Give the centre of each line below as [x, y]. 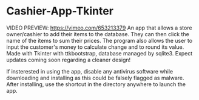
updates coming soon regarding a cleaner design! [69, 60]
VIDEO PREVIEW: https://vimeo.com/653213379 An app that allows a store [99, 28]
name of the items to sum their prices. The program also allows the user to [99, 40]
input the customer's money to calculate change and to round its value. [95, 47]
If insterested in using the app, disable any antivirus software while [90, 71]
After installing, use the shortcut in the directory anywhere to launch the [96, 84]
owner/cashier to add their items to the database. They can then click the [98, 34]
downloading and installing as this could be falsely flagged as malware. [95, 78]
